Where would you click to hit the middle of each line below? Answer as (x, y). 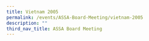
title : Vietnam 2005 (33, 12)
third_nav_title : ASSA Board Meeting (54, 29)
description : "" (27, 23)
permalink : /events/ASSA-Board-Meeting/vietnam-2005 (75, 17)
